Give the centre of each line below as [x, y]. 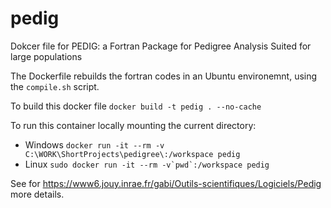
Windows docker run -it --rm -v [94, 144]
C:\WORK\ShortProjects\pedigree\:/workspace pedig [132, 154]
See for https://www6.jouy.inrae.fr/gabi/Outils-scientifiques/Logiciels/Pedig [166, 183]
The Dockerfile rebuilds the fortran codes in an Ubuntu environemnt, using [164, 76]
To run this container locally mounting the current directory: [133, 125]
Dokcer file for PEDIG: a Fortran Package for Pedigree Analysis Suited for [161, 46]
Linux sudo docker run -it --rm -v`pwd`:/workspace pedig [147, 164]
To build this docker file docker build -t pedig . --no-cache [136, 106]
